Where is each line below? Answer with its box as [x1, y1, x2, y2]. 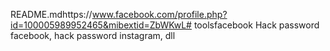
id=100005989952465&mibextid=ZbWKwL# [10, 19, 192, 31]
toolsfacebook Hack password [193, 19, 320, 31]
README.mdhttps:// [10, 9, 93, 20]
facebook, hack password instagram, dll [10, 30, 176, 41]
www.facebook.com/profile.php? [91, 9, 228, 20]
